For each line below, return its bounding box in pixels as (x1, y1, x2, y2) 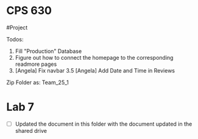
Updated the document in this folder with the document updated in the (15, 120, 193, 127)
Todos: (6, 35, 24, 43)
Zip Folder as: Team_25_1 (6, 79, 69, 86)
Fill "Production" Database (15, 47, 82, 55)
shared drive (15, 127, 48, 134)
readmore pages (15, 60, 57, 68)
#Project (6, 24, 28, 31)
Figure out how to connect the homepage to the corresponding (15, 54, 174, 61)
